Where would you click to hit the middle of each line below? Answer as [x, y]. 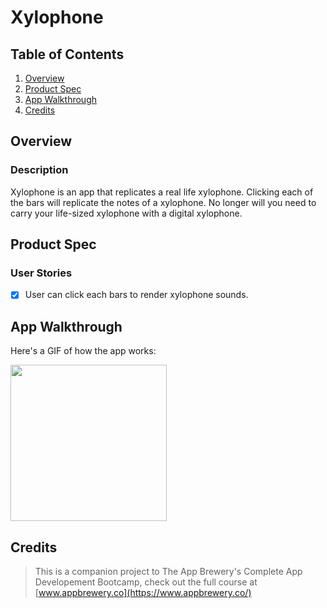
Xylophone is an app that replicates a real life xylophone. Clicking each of [162, 192]
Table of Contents [67, 54]
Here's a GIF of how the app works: [83, 351]
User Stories [41, 273]
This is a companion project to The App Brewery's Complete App [168, 572]
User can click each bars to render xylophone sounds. [136, 295]
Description [39, 170]
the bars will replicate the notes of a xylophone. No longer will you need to [163, 202]
